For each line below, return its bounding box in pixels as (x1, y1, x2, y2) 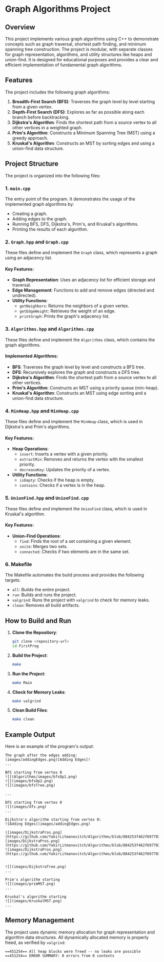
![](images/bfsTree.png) (5, 783, 56, 788)
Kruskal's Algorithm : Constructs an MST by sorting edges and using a (12, 140, 155, 146)
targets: (5, 577, 21, 583)
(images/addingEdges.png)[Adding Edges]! (5, 757, 91, 762)
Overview (5, 23, 36, 31)
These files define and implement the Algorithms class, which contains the (5, 337, 155, 342)
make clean (12, 717, 35, 722)
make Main (12, 680, 33, 685)
